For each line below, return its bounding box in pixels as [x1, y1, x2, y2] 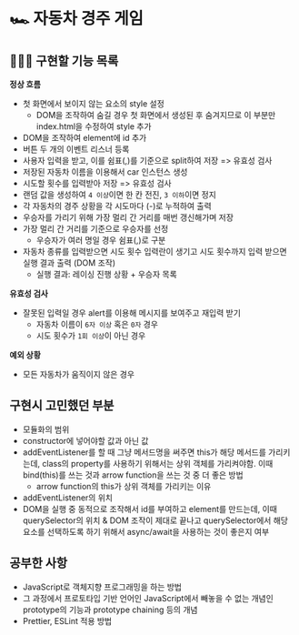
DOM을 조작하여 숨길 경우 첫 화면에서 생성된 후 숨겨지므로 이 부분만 [35, 110, 276, 120]
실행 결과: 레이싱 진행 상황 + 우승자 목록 [35, 269, 177, 279]
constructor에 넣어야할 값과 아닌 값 [22, 435, 149, 446]
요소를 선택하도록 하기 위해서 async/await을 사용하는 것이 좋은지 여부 [22, 526, 270, 537]
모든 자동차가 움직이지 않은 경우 [22, 369, 135, 379]
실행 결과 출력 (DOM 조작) [22, 257, 116, 268]
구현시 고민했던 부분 [9, 398, 115, 414]
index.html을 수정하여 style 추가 [35, 121, 152, 132]
